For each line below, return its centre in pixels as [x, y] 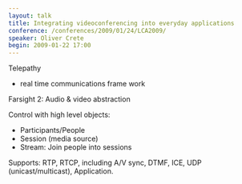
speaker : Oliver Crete [46, 38]
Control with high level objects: [59, 115]
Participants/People [52, 130]
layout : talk [30, 16]
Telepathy [25, 68]
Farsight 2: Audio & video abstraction [69, 99]
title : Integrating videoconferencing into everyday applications [121, 23]
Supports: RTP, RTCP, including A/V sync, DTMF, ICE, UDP [105, 163]
